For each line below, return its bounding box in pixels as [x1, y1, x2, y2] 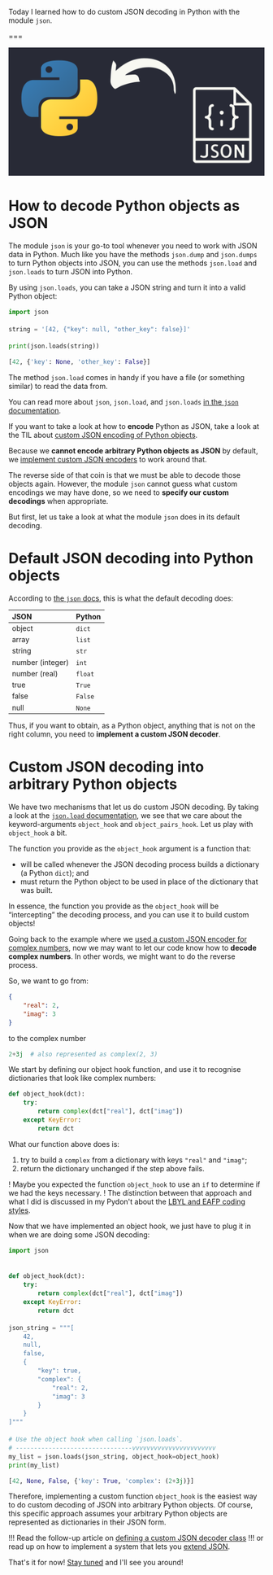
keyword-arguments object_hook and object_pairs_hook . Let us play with [8, 820, 253, 829]
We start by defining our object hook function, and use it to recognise [8, 1065, 241, 1074]
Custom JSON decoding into [8, 758, 205, 777]
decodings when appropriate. [8, 497, 109, 506]
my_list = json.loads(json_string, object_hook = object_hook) [8, 1452, 220, 1460]
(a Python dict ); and [19, 868, 89, 878]
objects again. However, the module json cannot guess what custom [8, 479, 238, 489]
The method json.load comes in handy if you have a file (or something [8, 373, 245, 383]
